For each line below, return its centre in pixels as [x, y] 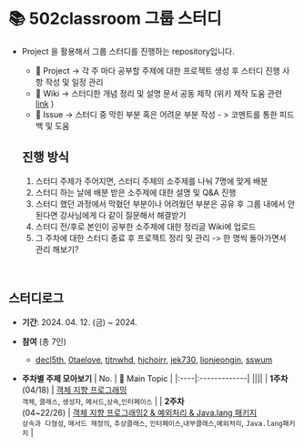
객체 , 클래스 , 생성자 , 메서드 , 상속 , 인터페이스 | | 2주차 [103, 401]
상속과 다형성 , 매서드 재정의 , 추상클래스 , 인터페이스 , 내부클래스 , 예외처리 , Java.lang [152, 422]
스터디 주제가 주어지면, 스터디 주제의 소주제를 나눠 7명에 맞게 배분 [152, 181]
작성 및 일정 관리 [74, 82]
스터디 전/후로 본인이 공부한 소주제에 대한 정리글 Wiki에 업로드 [146, 226]
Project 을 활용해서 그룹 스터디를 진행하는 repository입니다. [128, 51]
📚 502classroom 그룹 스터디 [115, 19]
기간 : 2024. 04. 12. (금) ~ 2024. [79, 322]
